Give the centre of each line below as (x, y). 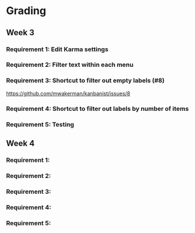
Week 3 (20, 33)
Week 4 (21, 143)
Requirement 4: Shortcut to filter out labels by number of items (97, 109)
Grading (26, 11)
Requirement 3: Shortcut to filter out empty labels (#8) (85, 80)
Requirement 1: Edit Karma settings (57, 49)
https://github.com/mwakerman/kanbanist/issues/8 (68, 93)
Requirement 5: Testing (40, 124)
